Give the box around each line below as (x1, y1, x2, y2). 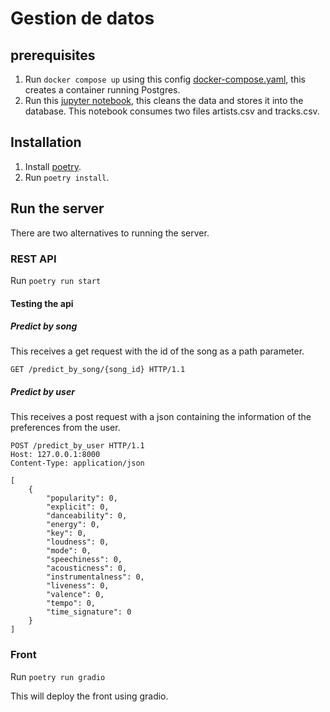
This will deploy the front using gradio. (10, 690, 169, 702)
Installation (10, 134, 82, 151)
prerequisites (10, 47, 96, 64)
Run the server (10, 200, 105, 217)
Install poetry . (24, 160, 82, 172)
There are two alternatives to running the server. (10, 227, 210, 239)
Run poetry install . (24, 171, 110, 183)
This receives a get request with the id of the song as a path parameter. (10, 345, 305, 357)
